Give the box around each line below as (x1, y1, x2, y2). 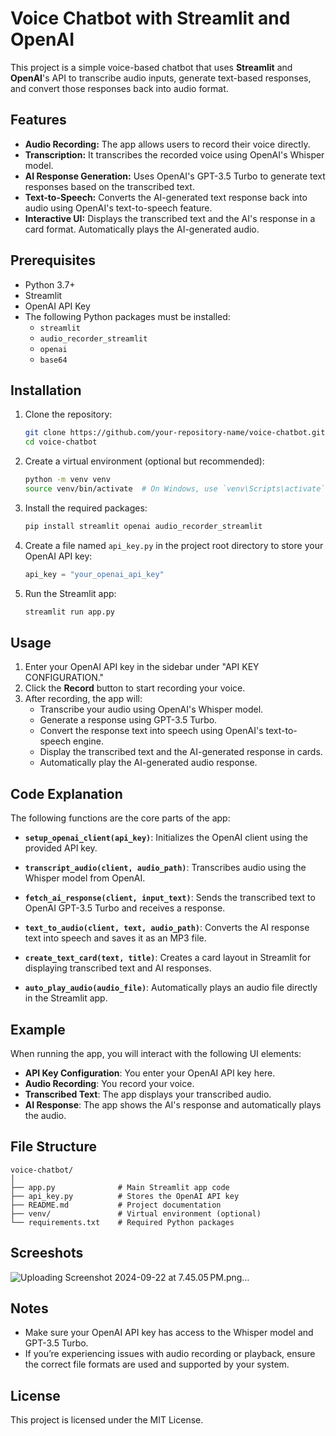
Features (10, 112, 67, 129)
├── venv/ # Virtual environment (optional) (10, 1208, 262, 1219)
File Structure (10, 1138, 97, 1156)
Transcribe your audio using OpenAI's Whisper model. (39, 703, 264, 716)
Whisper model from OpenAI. (24, 872, 146, 884)
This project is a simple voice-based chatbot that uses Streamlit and (10, 61, 293, 73)
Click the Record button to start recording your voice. (24, 682, 246, 694)
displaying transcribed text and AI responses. (24, 962, 212, 974)
